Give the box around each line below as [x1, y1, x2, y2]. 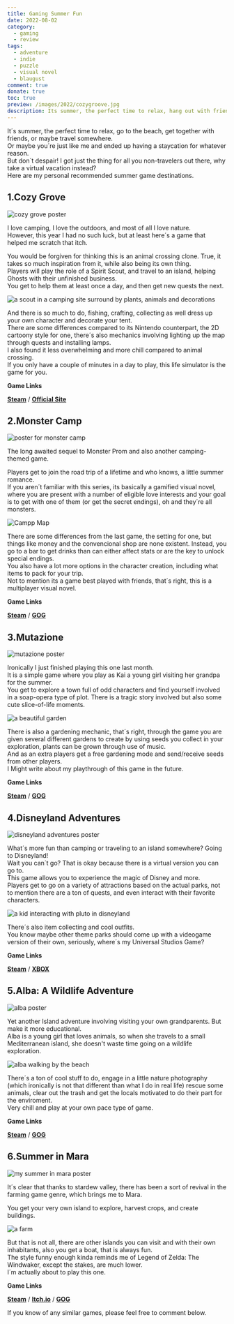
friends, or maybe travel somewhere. [7, 134, 114, 142]
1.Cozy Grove [7, 191, 66, 203]
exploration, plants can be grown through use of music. [7, 743, 166, 751]
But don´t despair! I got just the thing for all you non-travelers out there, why [7, 156, 226, 165]
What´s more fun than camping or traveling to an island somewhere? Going [7, 844, 223, 852]
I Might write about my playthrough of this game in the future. [7, 765, 184, 773]
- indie [13, 56, 36, 63]
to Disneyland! [7, 851, 49, 859]
